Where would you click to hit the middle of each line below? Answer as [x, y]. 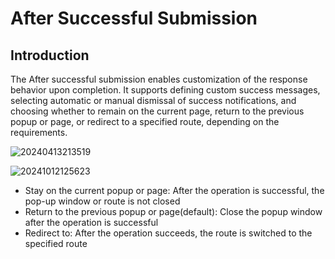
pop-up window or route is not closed [102, 201]
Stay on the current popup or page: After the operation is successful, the [174, 190]
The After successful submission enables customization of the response [159, 79]
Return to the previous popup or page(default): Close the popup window [173, 211]
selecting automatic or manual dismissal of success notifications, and [153, 100]
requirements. [39, 132]
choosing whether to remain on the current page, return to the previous [157, 111]
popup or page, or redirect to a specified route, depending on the [145, 121]
